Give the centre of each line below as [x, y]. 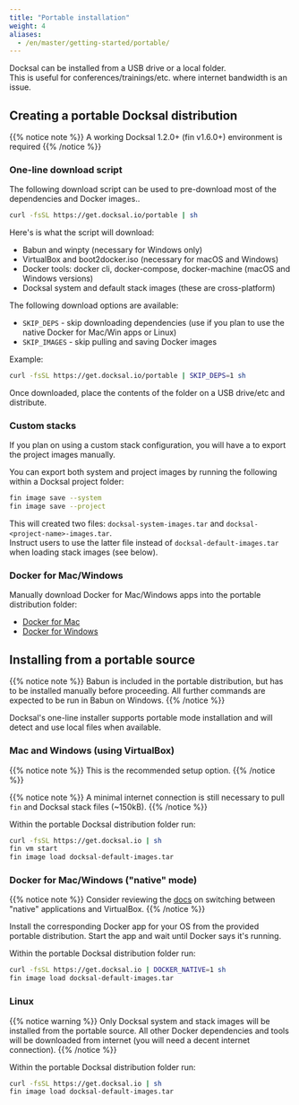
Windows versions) [58, 278]
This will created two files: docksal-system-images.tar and [117, 524]
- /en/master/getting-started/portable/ [94, 43]
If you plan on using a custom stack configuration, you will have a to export [148, 445]
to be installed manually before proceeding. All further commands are [137, 691]
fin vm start [34, 849]
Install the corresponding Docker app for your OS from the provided [134, 926]
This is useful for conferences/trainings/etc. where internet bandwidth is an [149, 78]
